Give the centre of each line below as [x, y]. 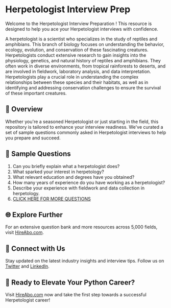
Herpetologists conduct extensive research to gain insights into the [76, 55]
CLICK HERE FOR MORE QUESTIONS [52, 199]
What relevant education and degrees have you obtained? [74, 177]
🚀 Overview [24, 109]
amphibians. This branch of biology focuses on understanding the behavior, [85, 44]
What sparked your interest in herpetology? [58, 172]
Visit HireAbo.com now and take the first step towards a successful [76, 294]
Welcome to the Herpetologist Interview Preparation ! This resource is [79, 23]
